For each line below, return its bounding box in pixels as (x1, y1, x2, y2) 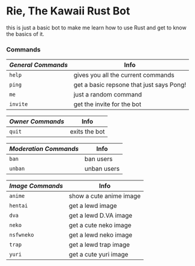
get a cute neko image (68, 221, 132, 229)
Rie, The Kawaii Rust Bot (6, 4, 130, 18)
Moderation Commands (9, 145, 79, 153)
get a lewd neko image (68, 231, 133, 239)
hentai (9, 202, 28, 209)
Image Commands (9, 182, 63, 190)
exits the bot (70, 128, 105, 136)
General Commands (9, 61, 68, 69)
